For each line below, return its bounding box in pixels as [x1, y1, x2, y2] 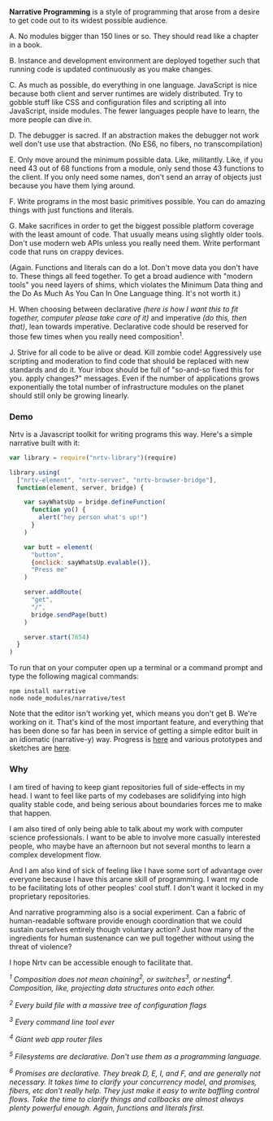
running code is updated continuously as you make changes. [9, 64, 214, 74]
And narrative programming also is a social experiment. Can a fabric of [9, 907, 246, 917]
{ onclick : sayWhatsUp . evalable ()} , [30, 558, 152, 566]
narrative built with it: [9, 438, 80, 447]
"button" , [30, 551, 64, 559]
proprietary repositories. [9, 891, 91, 901]
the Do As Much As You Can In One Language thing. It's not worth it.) [9, 289, 241, 298]
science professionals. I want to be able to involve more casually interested [9, 832, 261, 842]
